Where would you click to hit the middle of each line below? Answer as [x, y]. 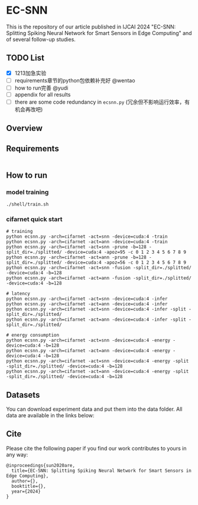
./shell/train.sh [27, 204]
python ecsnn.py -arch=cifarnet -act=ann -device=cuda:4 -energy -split [98, 372]
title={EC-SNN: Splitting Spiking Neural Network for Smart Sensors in [102, 471]
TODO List [25, 58]
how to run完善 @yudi [41, 88]
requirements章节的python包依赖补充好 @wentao [75, 80]
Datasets [23, 395]
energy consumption [35, 335]
